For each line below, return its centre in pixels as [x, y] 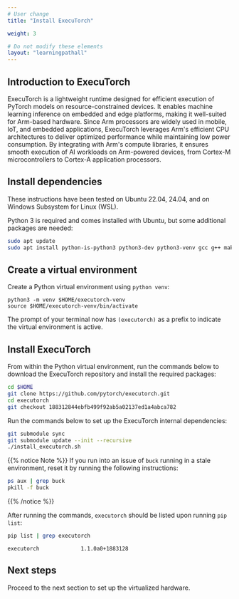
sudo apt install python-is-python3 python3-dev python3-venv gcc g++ [114, 248]
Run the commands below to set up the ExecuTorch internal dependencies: [117, 420]
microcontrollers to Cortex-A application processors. [84, 159]
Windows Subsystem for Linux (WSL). [63, 207]
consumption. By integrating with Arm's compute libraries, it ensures [108, 144]
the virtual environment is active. [55, 327]
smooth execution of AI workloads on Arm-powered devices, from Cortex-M [119, 152]
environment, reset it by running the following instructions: [93, 468]
